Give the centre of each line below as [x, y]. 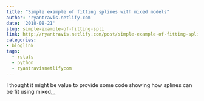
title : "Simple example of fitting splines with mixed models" [88, 12]
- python [23, 62]
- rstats [23, 57]
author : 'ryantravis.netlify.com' [50, 18]
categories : [21, 40]
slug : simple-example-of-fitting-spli [55, 29]
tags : [13, 51]
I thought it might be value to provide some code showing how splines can [99, 85]
